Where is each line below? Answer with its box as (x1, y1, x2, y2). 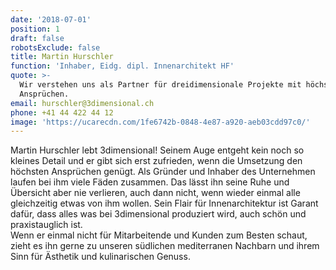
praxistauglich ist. (10, 219, 83, 231)
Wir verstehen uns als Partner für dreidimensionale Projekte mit (19, 80, 302, 90)
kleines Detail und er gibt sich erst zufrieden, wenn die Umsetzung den (10, 155, 303, 167)
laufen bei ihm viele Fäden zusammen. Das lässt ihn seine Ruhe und (10, 176, 290, 188)
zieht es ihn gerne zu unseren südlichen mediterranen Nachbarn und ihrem (10, 240, 320, 252)
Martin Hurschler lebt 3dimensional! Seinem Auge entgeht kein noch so (10, 144, 305, 156)
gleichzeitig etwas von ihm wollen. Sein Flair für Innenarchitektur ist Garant (10, 197, 319, 210)
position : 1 (10, 24, 60, 34)
